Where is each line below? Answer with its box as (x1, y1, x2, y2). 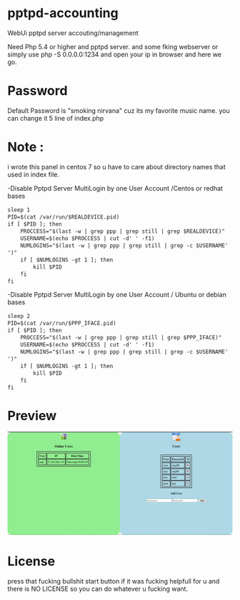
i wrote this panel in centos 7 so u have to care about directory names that (7, 162, 226, 171)
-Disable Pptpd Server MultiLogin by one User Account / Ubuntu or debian (7, 290, 226, 299)
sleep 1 (7, 206, 31, 214)
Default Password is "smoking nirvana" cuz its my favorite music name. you (7, 106, 230, 115)
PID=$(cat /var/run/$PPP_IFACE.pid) (7, 319, 116, 326)
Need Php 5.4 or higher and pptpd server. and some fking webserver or (7, 42, 219, 51)
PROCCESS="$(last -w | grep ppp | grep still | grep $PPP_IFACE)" (20, 334, 222, 341)
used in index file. (7, 170, 59, 179)
